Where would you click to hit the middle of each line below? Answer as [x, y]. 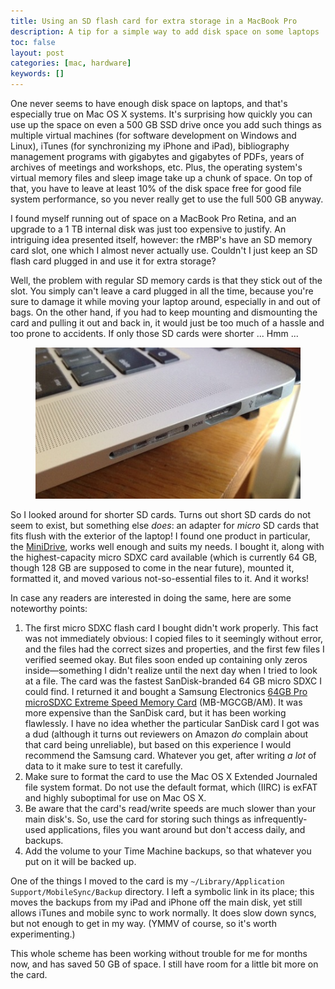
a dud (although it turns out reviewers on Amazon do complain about [166, 734]
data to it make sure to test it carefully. [103, 766]
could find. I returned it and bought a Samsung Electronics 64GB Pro [166, 692]
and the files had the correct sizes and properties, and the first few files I [174, 649]
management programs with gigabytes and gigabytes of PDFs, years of [157, 156]
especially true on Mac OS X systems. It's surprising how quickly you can [161, 114]
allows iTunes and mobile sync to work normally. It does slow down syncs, [163, 913]
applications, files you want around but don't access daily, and [177, 830]
